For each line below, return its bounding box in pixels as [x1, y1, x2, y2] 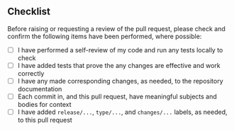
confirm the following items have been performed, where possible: [7, 32, 202, 40]
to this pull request [17, 116, 72, 125]
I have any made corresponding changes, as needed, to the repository [17, 76, 223, 85]
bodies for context [17, 101, 72, 109]
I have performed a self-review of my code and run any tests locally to [17, 45, 223, 54]
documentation [17, 85, 62, 93]
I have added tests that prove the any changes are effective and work [17, 61, 221, 69]
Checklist [7, 6, 51, 18]
